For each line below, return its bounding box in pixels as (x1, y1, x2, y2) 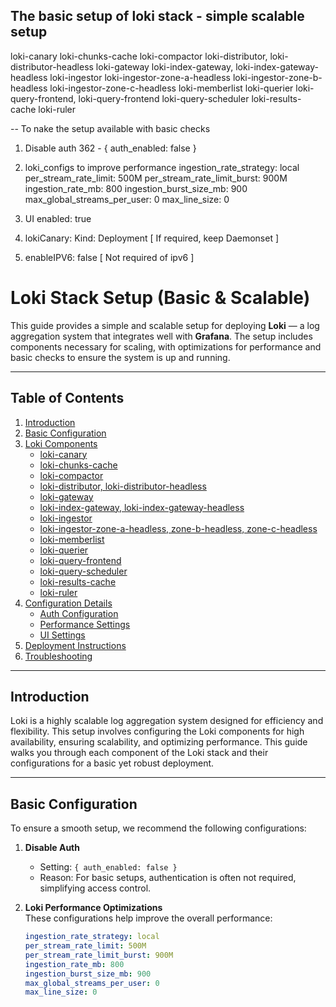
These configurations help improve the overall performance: (24, 912, 273, 924)
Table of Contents (10, 390, 125, 407)
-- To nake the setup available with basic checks (10, 122, 211, 134)
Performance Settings (39, 618, 131, 630)
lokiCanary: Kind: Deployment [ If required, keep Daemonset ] (24, 232, 280, 244)
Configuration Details (24, 597, 113, 609)
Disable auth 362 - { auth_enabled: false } (24, 142, 197, 154)
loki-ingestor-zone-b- (232, 71, 323, 83)
